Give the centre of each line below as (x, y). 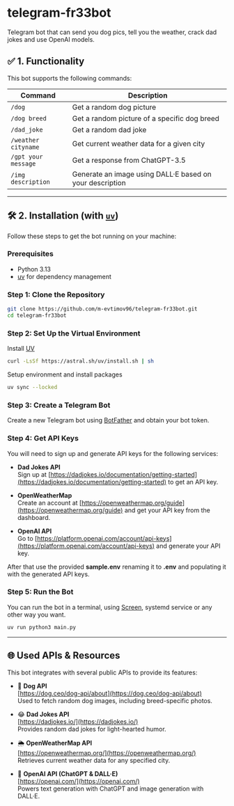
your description (99, 182)
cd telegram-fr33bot (37, 316)
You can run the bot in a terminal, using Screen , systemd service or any (110, 607)
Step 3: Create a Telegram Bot (59, 405)
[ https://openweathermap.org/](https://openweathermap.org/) (107, 752)
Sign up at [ (34, 474)
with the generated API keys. (48, 574)
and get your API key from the (167, 510)
